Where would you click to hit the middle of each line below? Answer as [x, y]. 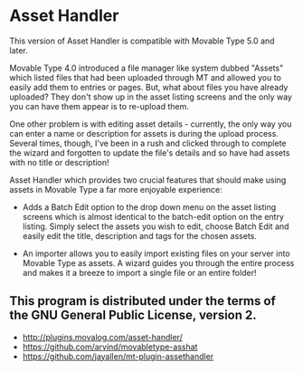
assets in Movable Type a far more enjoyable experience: [116, 189]
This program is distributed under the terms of [142, 301]
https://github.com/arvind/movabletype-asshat [110, 347]
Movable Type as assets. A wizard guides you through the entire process [158, 262]
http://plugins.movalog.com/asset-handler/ [102, 337]
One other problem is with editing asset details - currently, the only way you [151, 124]
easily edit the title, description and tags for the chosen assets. [140, 235]
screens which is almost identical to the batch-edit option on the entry [153, 216]
